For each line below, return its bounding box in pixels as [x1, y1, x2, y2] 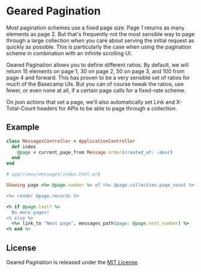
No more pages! [11, 209, 50, 216]
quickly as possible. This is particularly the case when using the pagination [6, 43, 192, 50]
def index [11, 144, 36, 150]
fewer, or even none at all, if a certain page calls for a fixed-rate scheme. [6, 86, 186, 94]
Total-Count [6, 104, 36, 112]
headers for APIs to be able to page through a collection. [37, 104, 177, 112]
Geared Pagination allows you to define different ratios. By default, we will [6, 61, 189, 68]
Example [6, 122, 40, 133]
